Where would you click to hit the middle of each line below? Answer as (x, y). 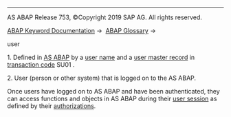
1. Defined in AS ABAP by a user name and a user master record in (101, 57)
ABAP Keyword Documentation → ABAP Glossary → (81, 31)
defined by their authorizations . (52, 106)
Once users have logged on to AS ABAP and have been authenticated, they (113, 91)
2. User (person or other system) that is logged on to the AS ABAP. (102, 78)
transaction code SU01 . (41, 65)
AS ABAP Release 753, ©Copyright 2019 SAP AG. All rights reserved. (105, 17)
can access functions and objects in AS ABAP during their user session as (112, 98)
